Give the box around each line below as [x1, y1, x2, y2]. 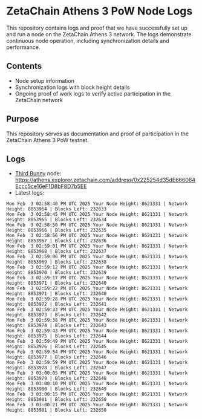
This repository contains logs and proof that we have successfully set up [6, 24, 187, 31]
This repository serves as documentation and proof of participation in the [6, 130, 189, 137]
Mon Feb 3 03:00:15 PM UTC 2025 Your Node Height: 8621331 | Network [6, 391, 188, 397]
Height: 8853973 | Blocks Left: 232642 [6, 312, 107, 318]
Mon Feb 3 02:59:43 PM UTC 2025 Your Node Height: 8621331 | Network [6, 328, 188, 334]
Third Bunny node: [15, 170, 62, 177]
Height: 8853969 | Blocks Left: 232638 [6, 259, 107, 265]
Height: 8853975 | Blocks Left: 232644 [6, 333, 107, 339]
